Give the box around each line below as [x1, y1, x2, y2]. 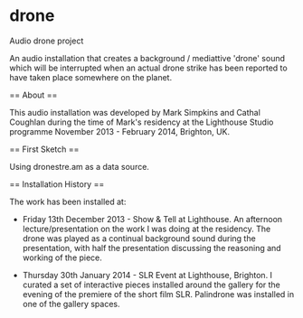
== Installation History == [9, 178, 105, 190]
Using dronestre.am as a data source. [9, 161, 149, 172]
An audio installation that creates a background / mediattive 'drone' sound [9, 52, 286, 63]
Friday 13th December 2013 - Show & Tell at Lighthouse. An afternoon [22, 213, 283, 224]
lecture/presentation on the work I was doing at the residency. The [22, 223, 271, 234]
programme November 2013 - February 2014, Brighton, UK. [9, 126, 231, 136]
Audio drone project [9, 35, 84, 46]
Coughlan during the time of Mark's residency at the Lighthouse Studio [9, 117, 274, 127]
